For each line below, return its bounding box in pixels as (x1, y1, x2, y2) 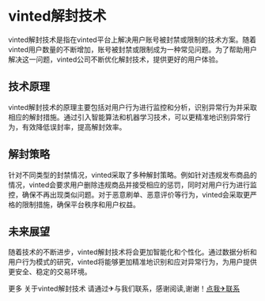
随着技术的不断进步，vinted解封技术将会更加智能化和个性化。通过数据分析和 (8, 247, 257, 257)
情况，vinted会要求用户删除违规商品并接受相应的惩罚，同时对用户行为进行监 (8, 179, 257, 190)
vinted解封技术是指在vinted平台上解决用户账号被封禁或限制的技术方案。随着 (8, 35, 257, 44)
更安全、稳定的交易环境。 (8, 267, 92, 277)
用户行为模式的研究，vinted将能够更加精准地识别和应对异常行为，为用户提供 (8, 258, 257, 267)
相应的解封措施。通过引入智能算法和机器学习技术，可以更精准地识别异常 (8, 112, 244, 122)
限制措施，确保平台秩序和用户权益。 (21, 199, 140, 209)
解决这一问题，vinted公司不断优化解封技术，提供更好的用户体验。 (8, 55, 223, 64)
